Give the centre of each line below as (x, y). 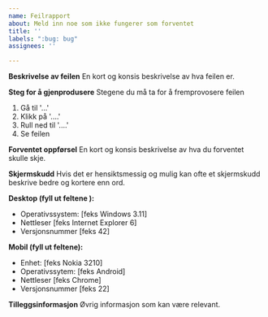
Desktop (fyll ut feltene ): (52, 198)
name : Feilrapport (39, 16)
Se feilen (35, 134)
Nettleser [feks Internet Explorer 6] (78, 223)
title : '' (25, 31)
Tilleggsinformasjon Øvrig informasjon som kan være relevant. (115, 305)
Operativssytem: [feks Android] (73, 271)
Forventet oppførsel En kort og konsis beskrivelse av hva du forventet (126, 150)
